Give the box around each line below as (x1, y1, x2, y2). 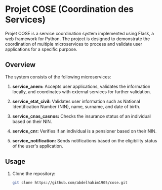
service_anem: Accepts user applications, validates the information (12, 83, 151, 89)
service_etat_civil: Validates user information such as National (12, 98, 140, 104)
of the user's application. (12, 143, 63, 149)
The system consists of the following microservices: (5, 73, 111, 80)
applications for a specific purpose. (5, 46, 78, 52)
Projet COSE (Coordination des (5, 3, 134, 15)
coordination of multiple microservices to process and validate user (5, 41, 142, 47)
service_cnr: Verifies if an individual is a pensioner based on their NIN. (12, 128, 157, 134)
